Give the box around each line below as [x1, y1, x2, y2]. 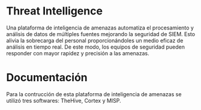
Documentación [6, 71, 88, 85]
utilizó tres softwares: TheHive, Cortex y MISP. [6, 97, 121, 104]
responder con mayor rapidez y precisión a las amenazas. [6, 49, 149, 57]
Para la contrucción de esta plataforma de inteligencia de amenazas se [6, 90, 182, 97]
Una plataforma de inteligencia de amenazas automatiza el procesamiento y [6, 24, 194, 31]
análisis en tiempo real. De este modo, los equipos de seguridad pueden [6, 43, 185, 50]
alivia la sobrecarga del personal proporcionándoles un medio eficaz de [6, 37, 184, 44]
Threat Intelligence [6, 4, 103, 18]
